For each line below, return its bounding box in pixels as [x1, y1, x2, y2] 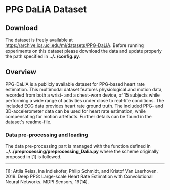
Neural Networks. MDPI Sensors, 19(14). [5, 179, 89, 185]
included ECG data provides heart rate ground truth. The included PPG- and [5, 103, 163, 109]
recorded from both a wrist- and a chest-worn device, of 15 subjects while [5, 92, 160, 98]
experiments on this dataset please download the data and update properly [5, 48, 162, 54]
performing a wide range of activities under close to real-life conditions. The [5, 97, 164, 103]
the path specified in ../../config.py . [5, 53, 81, 59]
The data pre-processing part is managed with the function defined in [5, 143, 151, 149]
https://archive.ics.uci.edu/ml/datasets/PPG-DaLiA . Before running [5, 42, 144, 49]
